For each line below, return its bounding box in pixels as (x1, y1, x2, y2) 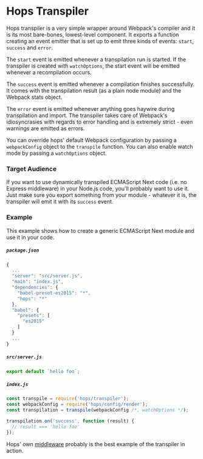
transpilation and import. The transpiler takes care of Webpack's (6, 112, 168, 119)
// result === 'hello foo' (12, 424, 80, 430)
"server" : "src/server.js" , (12, 273, 83, 279)
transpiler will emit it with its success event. (6, 198, 114, 205)
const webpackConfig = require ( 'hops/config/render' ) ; (6, 401, 148, 408)
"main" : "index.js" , (12, 279, 64, 285)
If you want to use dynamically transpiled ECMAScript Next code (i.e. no (6, 179, 187, 186)
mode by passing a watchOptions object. (6, 149, 107, 157)
